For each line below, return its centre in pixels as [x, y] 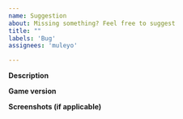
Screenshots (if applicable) [55, 107]
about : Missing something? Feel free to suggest [92, 23]
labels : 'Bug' [32, 38]
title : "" [25, 31]
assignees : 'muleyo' [43, 46]
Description [29, 76]
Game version [32, 91]
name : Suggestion [38, 16]
